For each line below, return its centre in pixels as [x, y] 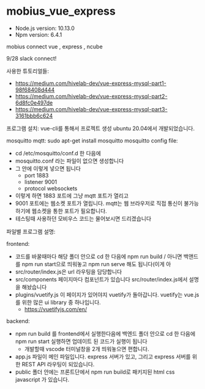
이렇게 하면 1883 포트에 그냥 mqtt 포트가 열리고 [72, 195]
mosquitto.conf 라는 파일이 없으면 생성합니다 [69, 161]
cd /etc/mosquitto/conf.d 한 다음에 [58, 153]
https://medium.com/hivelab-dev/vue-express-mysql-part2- [91, 96]
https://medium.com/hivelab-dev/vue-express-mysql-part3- [91, 109]
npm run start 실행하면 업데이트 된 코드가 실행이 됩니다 [81, 341]
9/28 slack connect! [32, 58]
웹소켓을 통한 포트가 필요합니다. [69, 211]
